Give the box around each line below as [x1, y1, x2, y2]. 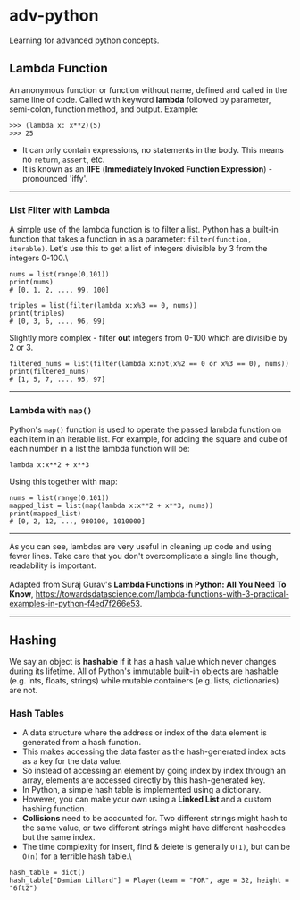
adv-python [9, 5, 99, 26]
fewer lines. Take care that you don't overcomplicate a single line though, [9, 551, 279, 562]
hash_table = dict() [9, 869, 87, 878]
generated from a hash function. [21, 737, 141, 748]
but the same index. [21, 832, 96, 843]
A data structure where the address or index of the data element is [21, 727, 268, 738]
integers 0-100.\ [9, 252, 69, 264]
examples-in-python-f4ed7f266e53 [9, 599, 140, 609]
